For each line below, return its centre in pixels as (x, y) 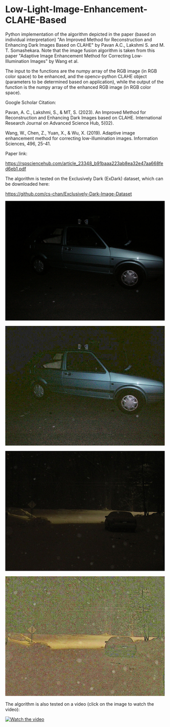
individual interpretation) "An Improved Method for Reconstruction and (79, 40)
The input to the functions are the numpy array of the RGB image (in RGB (81, 71)
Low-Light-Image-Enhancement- (76, 9)
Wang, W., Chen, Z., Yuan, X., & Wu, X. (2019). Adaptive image (70, 133)
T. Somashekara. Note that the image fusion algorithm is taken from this (80, 50)
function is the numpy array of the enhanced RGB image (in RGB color (78, 87)
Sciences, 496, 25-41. (28, 144)
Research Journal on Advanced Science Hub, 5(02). (59, 123)
